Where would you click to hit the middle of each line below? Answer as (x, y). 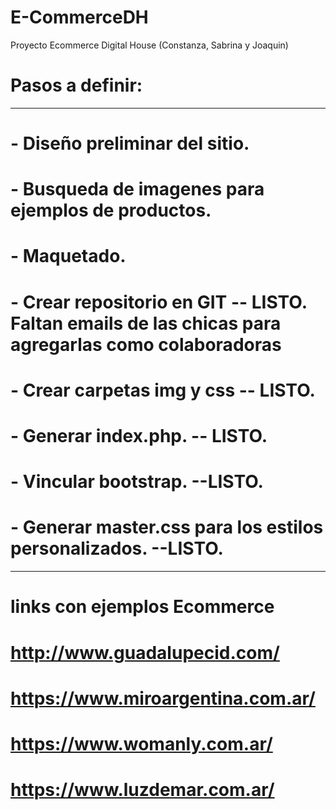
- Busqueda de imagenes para (137, 189)
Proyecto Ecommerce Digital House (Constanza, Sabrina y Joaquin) (149, 45)
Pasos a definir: (76, 85)
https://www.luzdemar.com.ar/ (142, 790)
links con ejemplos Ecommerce (142, 607)
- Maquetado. (68, 256)
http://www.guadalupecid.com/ (145, 652)
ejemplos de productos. (111, 210)
